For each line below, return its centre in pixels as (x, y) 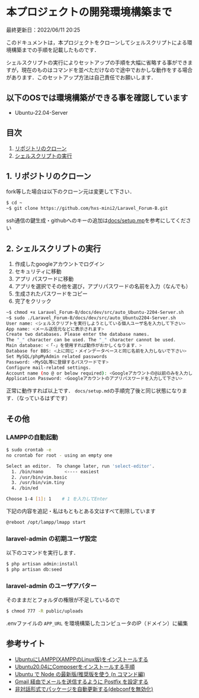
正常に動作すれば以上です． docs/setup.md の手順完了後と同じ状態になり (94, 391)
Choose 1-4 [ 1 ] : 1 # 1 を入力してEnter (57, 499)
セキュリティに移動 (38, 271)
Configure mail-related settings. (49, 367)
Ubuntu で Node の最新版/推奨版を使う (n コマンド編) (80, 674)
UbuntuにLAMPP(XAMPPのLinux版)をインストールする (81, 659)
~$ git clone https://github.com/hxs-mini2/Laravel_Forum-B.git (87, 209)
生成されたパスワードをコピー (51, 293)
